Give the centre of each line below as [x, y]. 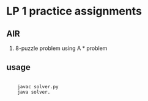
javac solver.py [38, 86]
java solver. [34, 92]
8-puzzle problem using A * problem [61, 48]
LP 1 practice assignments [74, 11]
